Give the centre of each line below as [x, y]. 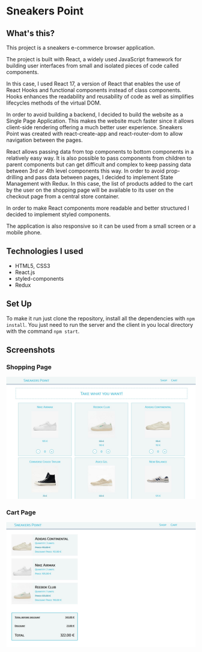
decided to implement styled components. [59, 214]
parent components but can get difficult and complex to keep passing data [99, 164]
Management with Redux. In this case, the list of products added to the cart [100, 184]
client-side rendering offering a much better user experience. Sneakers [94, 127]
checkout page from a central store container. [63, 196]
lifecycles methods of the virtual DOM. [54, 103]
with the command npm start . [43, 331]
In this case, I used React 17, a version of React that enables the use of [93, 84]
